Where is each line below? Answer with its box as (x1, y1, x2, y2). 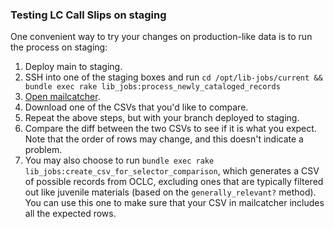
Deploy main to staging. (24, 61, 123, 73)
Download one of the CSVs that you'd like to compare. (24, 101, 249, 113)
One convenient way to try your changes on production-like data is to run (10, 31, 313, 43)
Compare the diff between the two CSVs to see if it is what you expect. (24, 123, 317, 135)
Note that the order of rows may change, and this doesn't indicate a (24, 133, 304, 145)
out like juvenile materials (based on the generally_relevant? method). (24, 186, 317, 198)
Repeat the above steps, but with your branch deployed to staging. (24, 112, 300, 124)
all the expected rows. (24, 208, 117, 220)
